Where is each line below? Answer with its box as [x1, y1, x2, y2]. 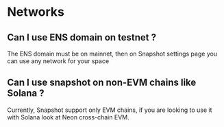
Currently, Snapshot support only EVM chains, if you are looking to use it [7, 106, 212, 114]
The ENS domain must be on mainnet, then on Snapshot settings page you [7, 49, 218, 58]
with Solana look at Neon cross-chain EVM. [7, 113, 129, 121]
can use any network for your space [7, 57, 110, 65]
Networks [7, 4, 65, 20]
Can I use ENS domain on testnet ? [7, 32, 157, 43]
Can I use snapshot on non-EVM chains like [7, 77, 197, 89]
